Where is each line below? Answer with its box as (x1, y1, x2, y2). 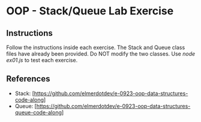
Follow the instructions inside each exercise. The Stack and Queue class (6, 44, 185, 51)
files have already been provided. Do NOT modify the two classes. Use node (6, 50, 196, 57)
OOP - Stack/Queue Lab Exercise (6, 4, 174, 18)
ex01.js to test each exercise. (6, 57, 78, 63)
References (6, 74, 50, 84)
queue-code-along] (14, 109, 64, 116)
